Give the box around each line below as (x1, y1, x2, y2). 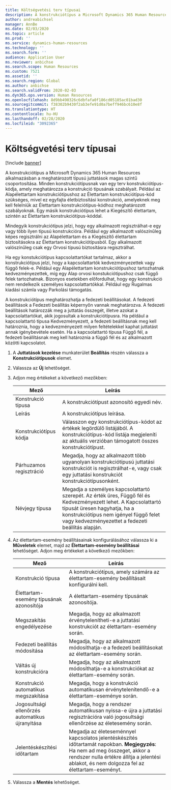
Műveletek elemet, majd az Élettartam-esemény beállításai (12, 542, 140, 548)
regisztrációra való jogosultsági (69, 713, 144, 720)
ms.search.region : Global (5, 78, 60, 83)
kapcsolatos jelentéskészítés (69, 734, 138, 741)
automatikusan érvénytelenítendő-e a (69, 686, 159, 693)
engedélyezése (15, 623, 52, 630)
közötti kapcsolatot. (5, 339, 47, 346)
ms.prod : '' (5, 36, 31, 41)
